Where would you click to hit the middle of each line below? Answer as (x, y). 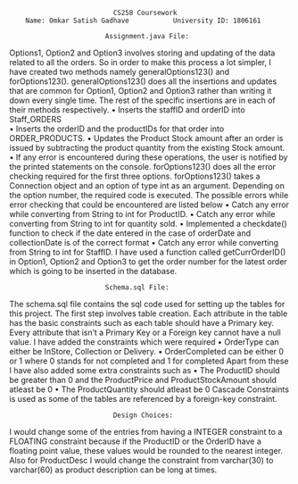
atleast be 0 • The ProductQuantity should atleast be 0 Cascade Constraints (149, 389)
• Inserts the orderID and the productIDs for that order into (117, 129)
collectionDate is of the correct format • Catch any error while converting (144, 242)
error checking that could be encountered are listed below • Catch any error (149, 204)
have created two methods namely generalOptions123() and (120, 72)
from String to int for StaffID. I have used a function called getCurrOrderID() (148, 252)
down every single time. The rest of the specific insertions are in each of (143, 100)
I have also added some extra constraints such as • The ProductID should (145, 370)
